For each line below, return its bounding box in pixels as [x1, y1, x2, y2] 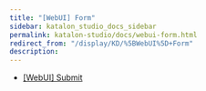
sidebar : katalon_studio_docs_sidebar [9, 22, 157, 31]
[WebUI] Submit [22, 72, 84, 83]
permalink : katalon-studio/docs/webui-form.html [9, 30, 198, 39]
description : [9, 47, 59, 56]
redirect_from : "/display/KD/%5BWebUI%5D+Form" [9, 38, 194, 48]
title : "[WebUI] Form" [9, 13, 96, 23]
